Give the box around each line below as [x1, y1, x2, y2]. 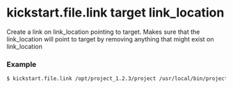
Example [6, 59, 37, 69]
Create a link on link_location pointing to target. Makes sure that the [6, 28, 200, 36]
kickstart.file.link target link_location [6, 5, 225, 21]
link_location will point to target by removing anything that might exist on [6, 34, 214, 43]
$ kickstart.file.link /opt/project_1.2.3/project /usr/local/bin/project [6, 75, 228, 82]
